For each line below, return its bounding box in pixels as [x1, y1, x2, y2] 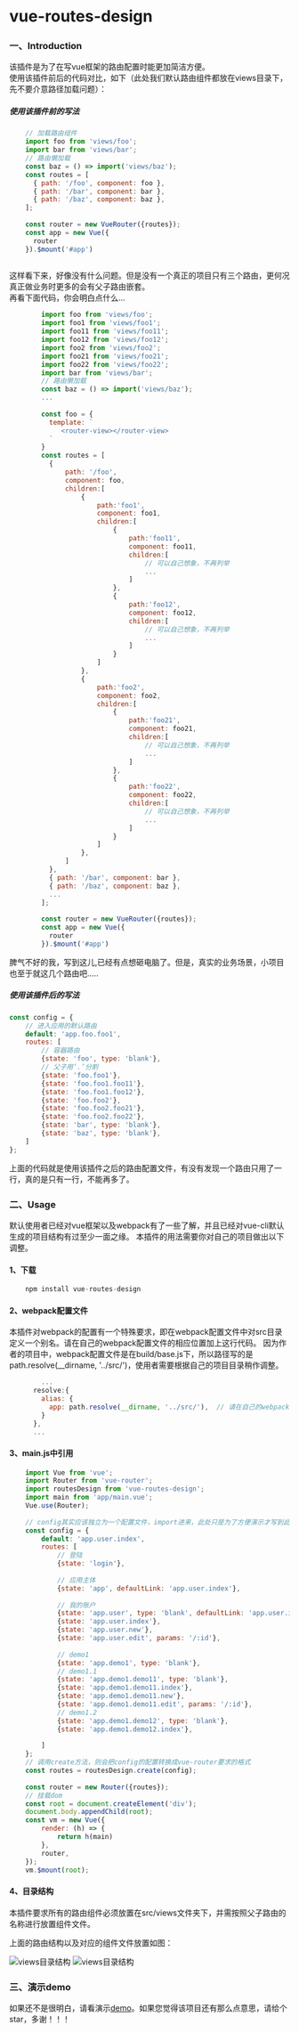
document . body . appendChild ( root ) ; [25, 1808, 153, 1817]
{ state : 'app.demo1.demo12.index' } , [56, 1725, 193, 1734]
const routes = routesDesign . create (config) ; [25, 1766, 198, 1776]
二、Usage [9, 1198, 56, 1210]
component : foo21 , [128, 724, 198, 734]
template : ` [48, 418, 93, 427]
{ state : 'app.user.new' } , [56, 1625, 153, 1635]
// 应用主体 [56, 1575, 96, 1584]
